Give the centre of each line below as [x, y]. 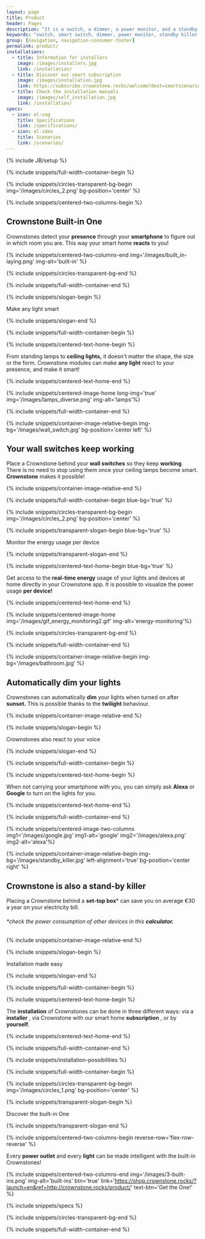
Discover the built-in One [38, 1114]
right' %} [18, 867]
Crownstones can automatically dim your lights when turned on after [92, 697]
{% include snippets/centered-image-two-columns [70, 829]
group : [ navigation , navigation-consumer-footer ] [71, 40]
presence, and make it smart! [43, 369]
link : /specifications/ [48, 126]
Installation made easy [34, 964]
